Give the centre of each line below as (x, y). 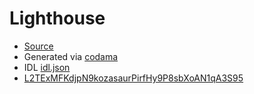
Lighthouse (57, 18)
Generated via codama (71, 56)
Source (38, 46)
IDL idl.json (47, 67)
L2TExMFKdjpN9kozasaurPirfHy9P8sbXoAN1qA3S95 (133, 78)
